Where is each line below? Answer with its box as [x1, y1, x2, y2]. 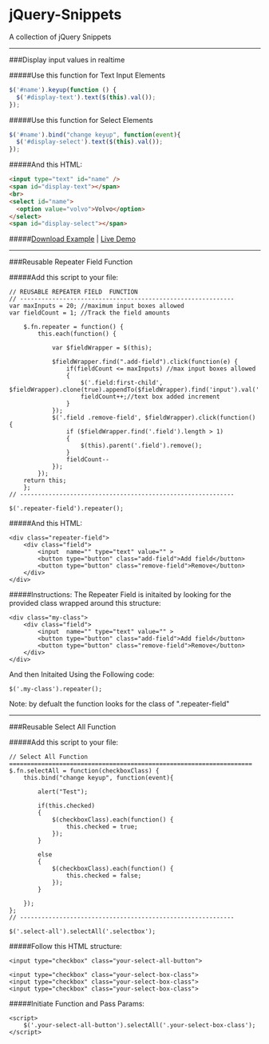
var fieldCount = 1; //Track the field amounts [9, 309, 171, 317]
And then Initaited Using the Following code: [9, 670, 155, 679]
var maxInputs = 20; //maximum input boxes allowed [9, 302, 184, 310]
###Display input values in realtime [9, 54, 125, 65]
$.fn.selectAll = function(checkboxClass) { [9, 767, 160, 775]
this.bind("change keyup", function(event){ [23, 774, 174, 782]
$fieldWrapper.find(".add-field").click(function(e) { [51, 358, 239, 366]
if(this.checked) [38, 802, 95, 810]
